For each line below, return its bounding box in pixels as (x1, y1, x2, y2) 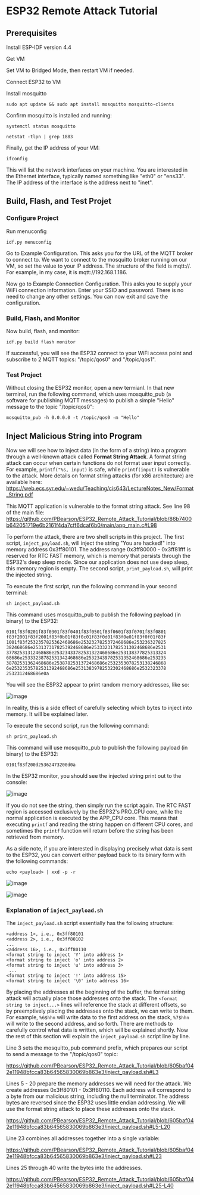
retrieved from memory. (6, 833, 64, 841)
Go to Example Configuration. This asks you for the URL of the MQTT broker (6, 249, 193, 257)
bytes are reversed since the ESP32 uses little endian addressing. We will (6, 1099, 186, 1106)
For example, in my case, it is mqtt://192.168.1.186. (6, 268, 128, 275)
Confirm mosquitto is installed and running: (6, 112, 112, 119)
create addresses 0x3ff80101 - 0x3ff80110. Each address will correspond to (6, 1087, 192, 1094)
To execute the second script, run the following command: (6, 722, 149, 730)
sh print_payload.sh (6, 734, 58, 740)
